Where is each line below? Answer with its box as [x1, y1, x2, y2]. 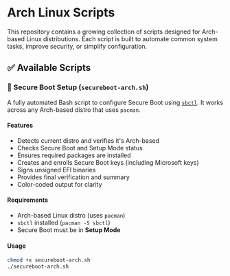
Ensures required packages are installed [16, 151, 132, 159]
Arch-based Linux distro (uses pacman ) [16, 211, 126, 220]
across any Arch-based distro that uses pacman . [7, 105, 141, 114]
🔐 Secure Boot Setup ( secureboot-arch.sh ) [7, 82, 149, 92]
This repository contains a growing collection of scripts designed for [7, 27, 200, 36]
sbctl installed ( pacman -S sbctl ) [16, 218, 111, 227]
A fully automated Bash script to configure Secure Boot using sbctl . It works [7, 98, 224, 106]
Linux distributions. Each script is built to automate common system [26, 34, 218, 43]
